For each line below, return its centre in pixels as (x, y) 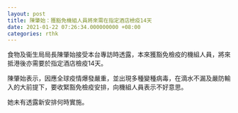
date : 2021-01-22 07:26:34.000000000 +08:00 (74, 27)
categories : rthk (33, 34)
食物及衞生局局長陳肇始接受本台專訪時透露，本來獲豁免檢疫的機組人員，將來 (119, 54)
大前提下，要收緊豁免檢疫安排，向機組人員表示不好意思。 (103, 87)
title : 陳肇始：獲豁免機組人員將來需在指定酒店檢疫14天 (80, 20)
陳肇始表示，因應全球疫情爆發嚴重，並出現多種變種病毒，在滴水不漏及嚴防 (116, 78)
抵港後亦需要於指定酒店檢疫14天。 (57, 64)
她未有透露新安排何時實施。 (48, 102)
